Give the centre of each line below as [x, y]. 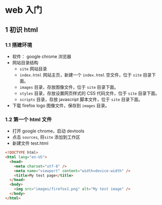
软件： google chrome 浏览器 [42, 56]
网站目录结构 [25, 62]
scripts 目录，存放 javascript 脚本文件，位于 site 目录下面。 [81, 99]
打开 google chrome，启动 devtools [48, 131]
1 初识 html [22, 30]
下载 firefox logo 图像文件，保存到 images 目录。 [61, 105]
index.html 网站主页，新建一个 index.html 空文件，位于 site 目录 [86, 75]
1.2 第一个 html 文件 [28, 119]
